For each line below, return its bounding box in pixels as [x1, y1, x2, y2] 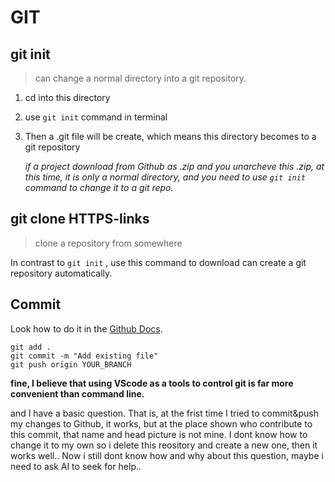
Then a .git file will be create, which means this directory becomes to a [24, 131, 317, 142]
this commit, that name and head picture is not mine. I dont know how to [10, 428, 308, 440]
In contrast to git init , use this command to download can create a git [10, 256, 307, 268]
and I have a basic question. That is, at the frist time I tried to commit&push [10, 407, 320, 419]
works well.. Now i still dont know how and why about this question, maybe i [10, 449, 324, 461]
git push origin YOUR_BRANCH [10, 359, 132, 370]
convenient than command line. [10, 387, 145, 400]
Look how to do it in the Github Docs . [10, 322, 163, 335]
